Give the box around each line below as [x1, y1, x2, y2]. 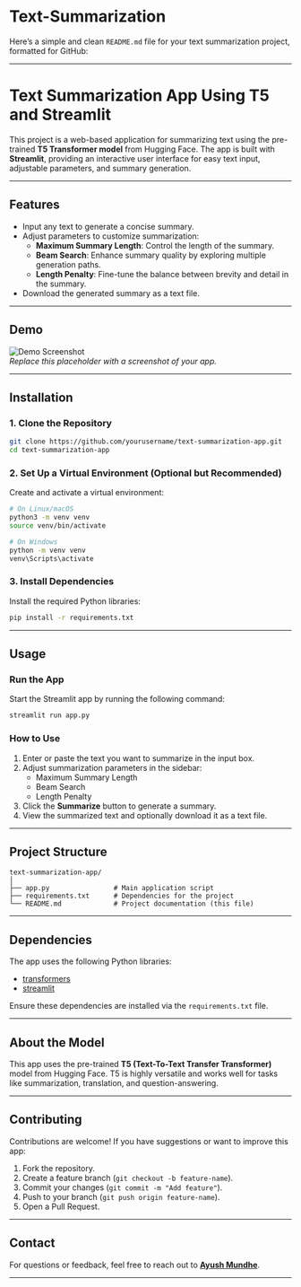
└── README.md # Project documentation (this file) [9, 899, 254, 908]
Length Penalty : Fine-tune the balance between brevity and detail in [35, 268, 289, 279]
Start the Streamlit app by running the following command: [9, 694, 226, 705]
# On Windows [9, 537, 58, 547]
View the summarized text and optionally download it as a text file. [21, 810, 268, 820]
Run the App [9, 673, 64, 686]
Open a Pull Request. [21, 1201, 100, 1212]
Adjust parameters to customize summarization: [21, 231, 200, 241]
